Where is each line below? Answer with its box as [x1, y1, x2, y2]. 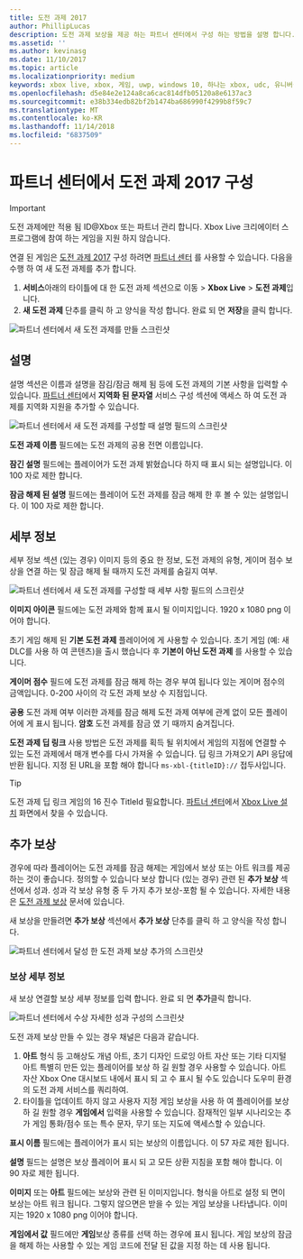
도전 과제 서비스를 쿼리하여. [32, 1084, 129, 1095]
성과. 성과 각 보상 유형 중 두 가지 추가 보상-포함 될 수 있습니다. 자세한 [32, 885, 274, 896]
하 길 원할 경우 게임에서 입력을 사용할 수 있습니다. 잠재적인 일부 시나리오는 [22, 1107, 282, 1117]
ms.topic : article [9, 64, 78, 73]
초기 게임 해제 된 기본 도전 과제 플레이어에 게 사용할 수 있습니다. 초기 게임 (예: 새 [9, 635, 290, 646]
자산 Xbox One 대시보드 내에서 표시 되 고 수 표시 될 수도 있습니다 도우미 [22, 1072, 275, 1083]
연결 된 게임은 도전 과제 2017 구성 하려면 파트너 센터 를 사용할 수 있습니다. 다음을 [9, 252, 293, 262]
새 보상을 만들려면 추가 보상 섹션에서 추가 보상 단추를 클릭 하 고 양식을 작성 [9, 915, 271, 926]
